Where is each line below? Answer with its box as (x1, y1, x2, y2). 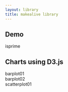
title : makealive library (5, 12, 58, 17)
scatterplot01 (5, 81, 32, 87)
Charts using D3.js (5, 57, 64, 66)
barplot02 (5, 76, 26, 82)
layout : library (5, 7, 38, 12)
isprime (5, 43, 21, 49)
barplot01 (5, 71, 25, 77)
